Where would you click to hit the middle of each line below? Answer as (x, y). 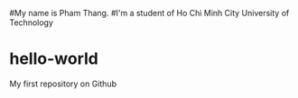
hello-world (54, 59)
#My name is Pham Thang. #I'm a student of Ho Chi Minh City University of (149, 13)
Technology (32, 22)
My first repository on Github (63, 84)
